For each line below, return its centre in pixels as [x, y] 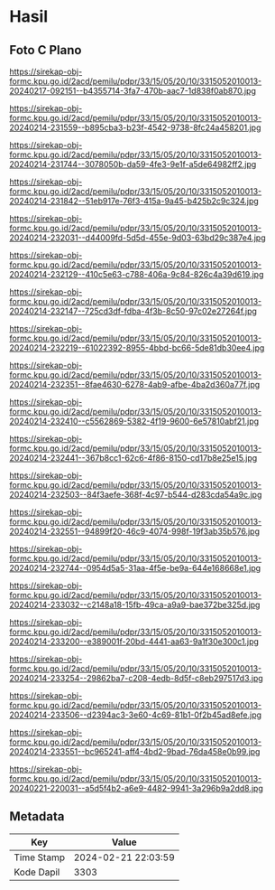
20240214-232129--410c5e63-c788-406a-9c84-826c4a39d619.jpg [137, 274]
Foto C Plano [46, 50]
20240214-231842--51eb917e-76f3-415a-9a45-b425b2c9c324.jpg [134, 201]
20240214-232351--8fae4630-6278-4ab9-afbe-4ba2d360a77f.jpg [135, 384]
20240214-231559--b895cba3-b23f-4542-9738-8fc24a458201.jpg [135, 127]
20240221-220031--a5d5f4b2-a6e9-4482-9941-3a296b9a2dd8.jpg [137, 788]
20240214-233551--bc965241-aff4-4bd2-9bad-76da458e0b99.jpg [135, 751]
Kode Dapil [37, 872]
